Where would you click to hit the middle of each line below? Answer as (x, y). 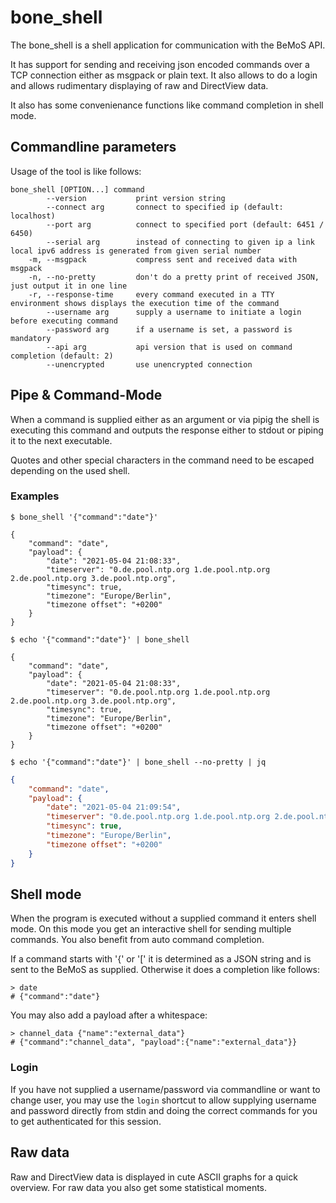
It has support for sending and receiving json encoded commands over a (160, 64)
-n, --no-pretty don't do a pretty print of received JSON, (174, 277)
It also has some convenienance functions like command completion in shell (167, 105)
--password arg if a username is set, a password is (169, 329)
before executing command (64, 321)
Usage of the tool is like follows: (76, 171)
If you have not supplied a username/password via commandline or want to (165, 1089)
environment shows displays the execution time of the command (145, 303)
